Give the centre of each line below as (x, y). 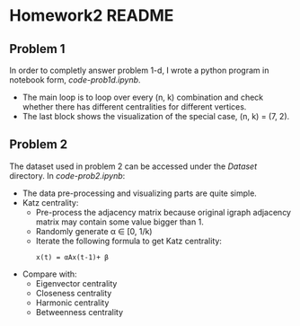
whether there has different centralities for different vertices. (134, 107)
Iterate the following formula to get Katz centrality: (129, 241)
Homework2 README (92, 16)
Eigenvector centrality (76, 283)
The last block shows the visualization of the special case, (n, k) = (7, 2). (156, 116)
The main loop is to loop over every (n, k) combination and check (142, 97)
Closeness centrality (74, 293)
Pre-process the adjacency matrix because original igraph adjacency (163, 212)
